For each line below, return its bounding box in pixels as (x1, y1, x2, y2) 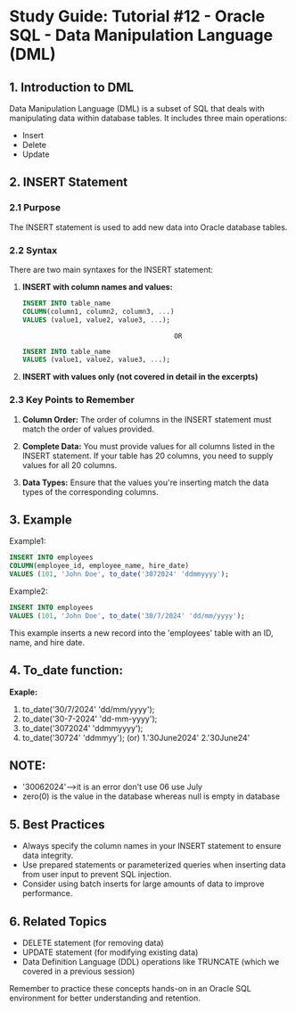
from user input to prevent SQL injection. (21, 869, 172, 880)
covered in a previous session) (21, 966, 136, 977)
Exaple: (9, 687, 38, 697)
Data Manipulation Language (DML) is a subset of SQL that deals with (9, 103, 265, 113)
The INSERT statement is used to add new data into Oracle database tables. (9, 221, 288, 233)
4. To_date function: (9, 662, 123, 679)
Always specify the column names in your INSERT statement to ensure (21, 841, 282, 852)
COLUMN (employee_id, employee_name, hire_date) (9, 562, 190, 571)
